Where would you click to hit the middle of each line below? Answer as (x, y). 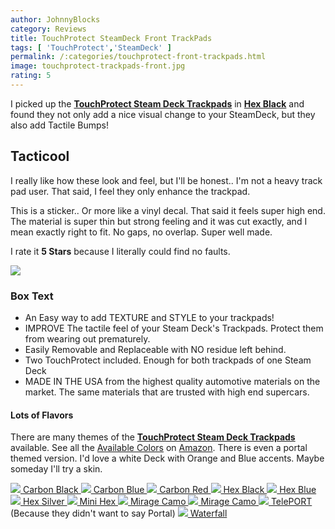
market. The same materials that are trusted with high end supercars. (167, 392)
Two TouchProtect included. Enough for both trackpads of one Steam (168, 360)
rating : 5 (31, 76)
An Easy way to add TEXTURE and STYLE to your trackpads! (149, 317)
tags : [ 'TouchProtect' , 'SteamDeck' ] (91, 47)
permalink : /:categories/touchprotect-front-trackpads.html (138, 57)
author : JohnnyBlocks (55, 19)
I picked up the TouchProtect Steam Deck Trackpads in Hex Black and (157, 103)
